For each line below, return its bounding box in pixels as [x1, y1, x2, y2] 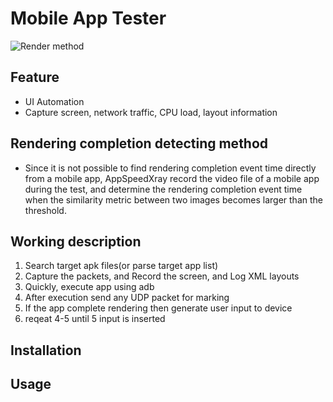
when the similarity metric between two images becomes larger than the [24, 193, 323, 206]
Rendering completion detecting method [10, 135, 269, 152]
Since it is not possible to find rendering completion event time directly [24, 162, 317, 174]
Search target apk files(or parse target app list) [24, 260, 219, 272]
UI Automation [24, 95, 85, 107]
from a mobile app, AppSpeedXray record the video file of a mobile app [24, 172, 320, 184]
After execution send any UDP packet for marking [24, 292, 230, 304]
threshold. [24, 204, 67, 216]
